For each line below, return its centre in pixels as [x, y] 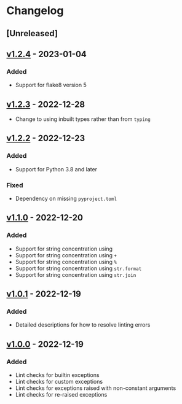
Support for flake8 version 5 [51, 85]
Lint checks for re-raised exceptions [61, 395]
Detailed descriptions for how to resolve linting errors [83, 325]
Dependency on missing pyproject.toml [66, 199]
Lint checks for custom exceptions [59, 382]
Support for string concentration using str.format [78, 268]
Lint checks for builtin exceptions [57, 375]
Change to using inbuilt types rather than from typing [83, 119]
